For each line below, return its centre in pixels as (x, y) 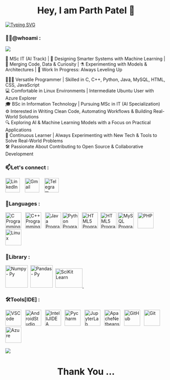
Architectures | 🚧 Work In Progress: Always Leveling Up (64, 70)
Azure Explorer (21, 98)
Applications (18, 130)
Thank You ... (86, 372)
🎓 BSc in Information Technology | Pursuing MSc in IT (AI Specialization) (83, 104)
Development (19, 154)
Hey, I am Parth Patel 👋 (86, 11)
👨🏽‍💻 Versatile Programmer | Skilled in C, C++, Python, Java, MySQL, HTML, (85, 79)
